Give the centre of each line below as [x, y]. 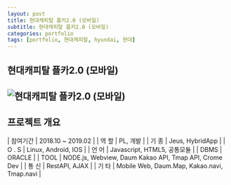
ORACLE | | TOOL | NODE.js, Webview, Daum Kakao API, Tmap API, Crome [115, 157]
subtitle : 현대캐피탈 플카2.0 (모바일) [58, 27]
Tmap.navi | [24, 174]
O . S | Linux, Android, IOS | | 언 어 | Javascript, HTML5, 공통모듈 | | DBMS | [115, 149]
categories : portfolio [40, 33]
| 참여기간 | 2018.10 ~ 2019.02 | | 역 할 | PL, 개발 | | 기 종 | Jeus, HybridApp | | [117, 141]
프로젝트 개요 [34, 123]
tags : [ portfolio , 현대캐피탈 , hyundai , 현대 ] [71, 40]
